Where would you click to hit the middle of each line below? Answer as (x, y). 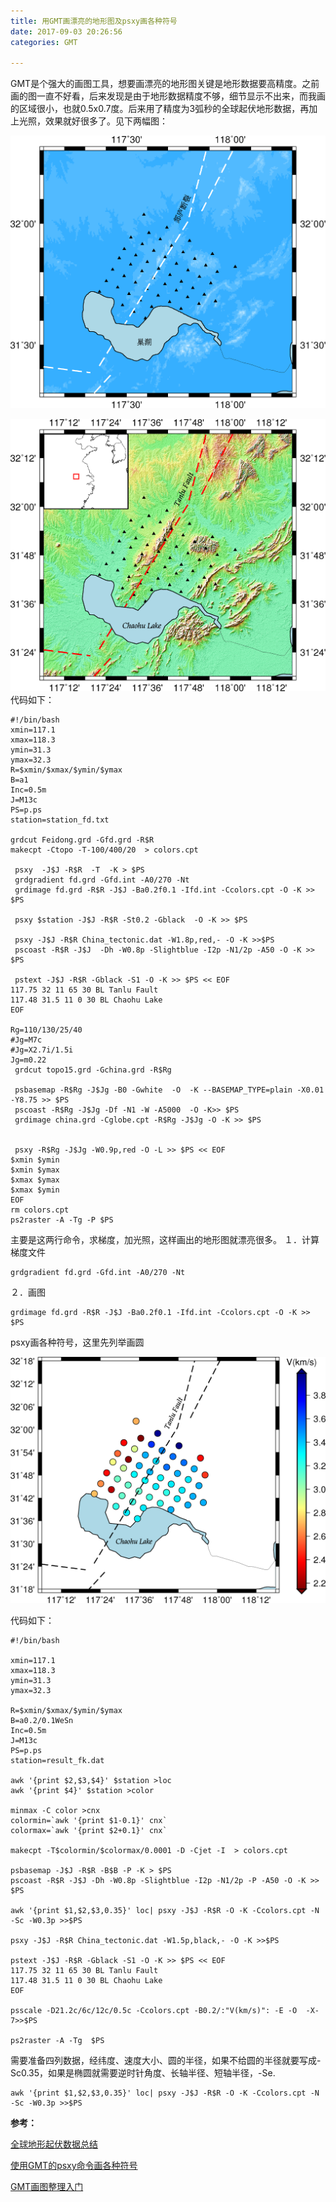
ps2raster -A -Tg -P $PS (62, 1220)
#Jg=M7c (26, 1040)
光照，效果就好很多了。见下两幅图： (93, 121)
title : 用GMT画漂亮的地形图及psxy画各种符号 (94, 21)
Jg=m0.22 (28, 1060)
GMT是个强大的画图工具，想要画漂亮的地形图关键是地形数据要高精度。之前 (165, 84)
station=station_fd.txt (60, 820)
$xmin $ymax (35, 1170)
